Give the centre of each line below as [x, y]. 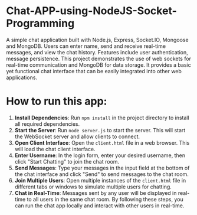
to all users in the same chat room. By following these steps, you [105, 199]
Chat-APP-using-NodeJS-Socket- [91, 11]
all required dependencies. [47, 124]
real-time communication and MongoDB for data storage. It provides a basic [98, 65]
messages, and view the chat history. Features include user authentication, [97, 52]
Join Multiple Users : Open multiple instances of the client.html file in [100, 180]
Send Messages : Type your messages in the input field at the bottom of [102, 168]
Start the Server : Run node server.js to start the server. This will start [100, 130]
